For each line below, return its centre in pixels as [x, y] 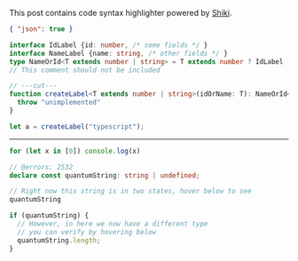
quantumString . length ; [59, 240]
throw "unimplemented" [59, 103]
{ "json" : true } [41, 29]
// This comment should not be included [85, 70]
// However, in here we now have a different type [113, 224]
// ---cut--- [33, 86]
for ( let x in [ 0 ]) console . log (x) [75, 151]
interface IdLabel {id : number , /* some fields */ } [109, 45]
